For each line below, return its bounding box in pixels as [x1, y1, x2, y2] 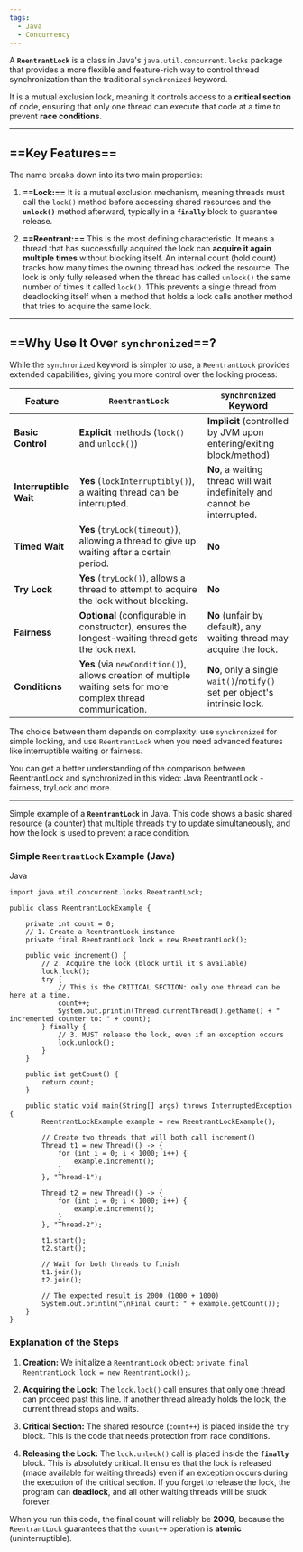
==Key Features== [9, 146, 117, 161]
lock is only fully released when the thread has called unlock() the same [22, 272, 291, 283]
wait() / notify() [207, 675, 276, 687]
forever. [22, 1496, 52, 1507]
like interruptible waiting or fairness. [9, 745, 143, 756]
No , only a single [207, 664, 279, 676]
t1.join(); [41, 1268, 83, 1277]
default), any [207, 620, 262, 633]
